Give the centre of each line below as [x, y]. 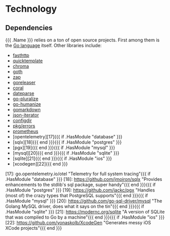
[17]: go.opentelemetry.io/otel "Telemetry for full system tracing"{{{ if [78, 174]
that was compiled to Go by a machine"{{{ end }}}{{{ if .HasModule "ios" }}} [85, 217]
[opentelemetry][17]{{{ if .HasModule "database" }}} [67, 137]
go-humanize [27, 104]
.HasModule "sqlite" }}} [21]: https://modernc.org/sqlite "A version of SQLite [85, 212]
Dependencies [29, 28]
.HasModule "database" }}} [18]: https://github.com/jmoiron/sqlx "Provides [84, 179]
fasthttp [21, 55]
